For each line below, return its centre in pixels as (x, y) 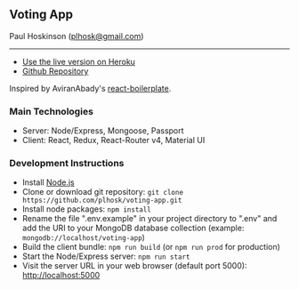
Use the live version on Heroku (79, 61)
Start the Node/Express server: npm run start (106, 256)
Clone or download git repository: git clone (103, 192)
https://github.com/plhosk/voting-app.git (102, 201)
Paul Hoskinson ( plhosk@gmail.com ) (77, 36)
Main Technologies (51, 111)
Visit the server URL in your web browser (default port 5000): (134, 266)
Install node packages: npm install (86, 209)
